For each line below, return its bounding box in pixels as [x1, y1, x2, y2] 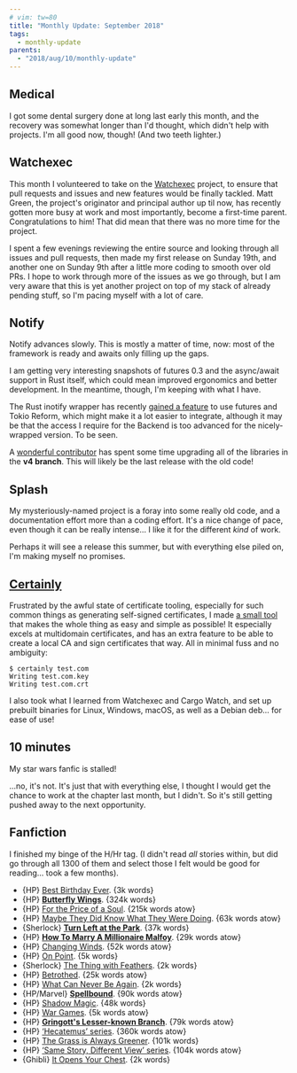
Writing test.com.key [9, 673, 90, 681]
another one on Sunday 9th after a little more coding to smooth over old [9, 261, 271, 272]
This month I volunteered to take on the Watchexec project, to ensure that [9, 178, 278, 189]
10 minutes [9, 740, 71, 755]
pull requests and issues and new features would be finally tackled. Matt [9, 188, 273, 198]
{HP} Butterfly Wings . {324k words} [21, 894, 157, 905]
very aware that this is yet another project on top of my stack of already [9, 280, 271, 291]
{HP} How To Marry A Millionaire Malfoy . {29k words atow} [21, 931, 242, 942]
